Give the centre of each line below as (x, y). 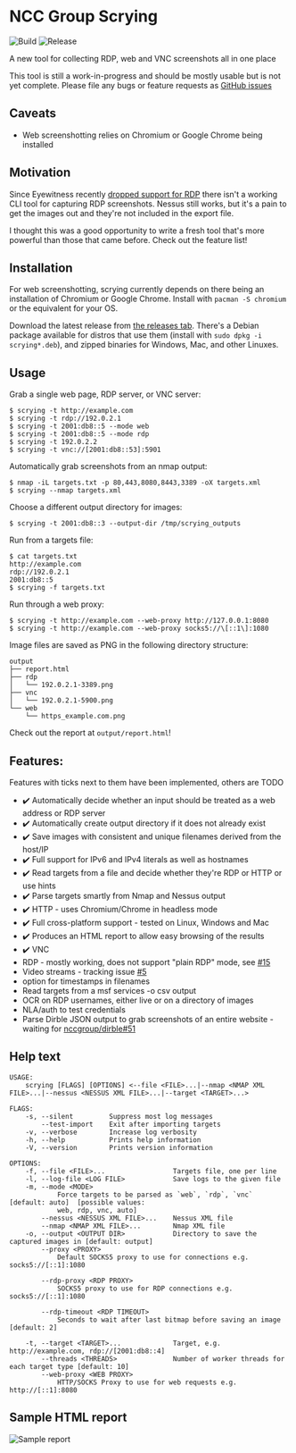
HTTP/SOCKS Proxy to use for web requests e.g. (147, 1382)
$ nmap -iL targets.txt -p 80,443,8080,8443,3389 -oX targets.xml (135, 483)
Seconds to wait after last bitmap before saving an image (169, 1320)
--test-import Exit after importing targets (131, 1124)
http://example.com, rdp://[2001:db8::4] (87, 1351)
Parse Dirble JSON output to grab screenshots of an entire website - (148, 1019)
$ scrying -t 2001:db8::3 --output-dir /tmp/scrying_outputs (125, 524)
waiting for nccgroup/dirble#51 (79, 1029)
